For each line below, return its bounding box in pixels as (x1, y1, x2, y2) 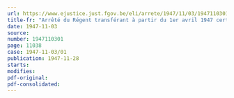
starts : (7, 61, 30, 68)
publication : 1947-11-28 (7, 55, 79, 62)
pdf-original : (7, 74, 49, 81)
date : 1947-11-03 (7, 23, 58, 30)
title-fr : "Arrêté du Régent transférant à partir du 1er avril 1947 (7, 17, 214, 23)
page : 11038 (7, 42, 42, 49)
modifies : (7, 68, 36, 75)
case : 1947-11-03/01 (7, 49, 68, 56)
